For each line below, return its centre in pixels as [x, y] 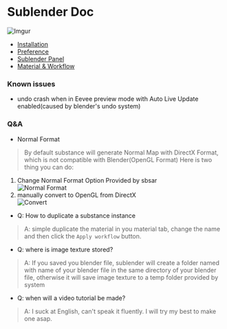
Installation [33, 44]
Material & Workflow [46, 66]
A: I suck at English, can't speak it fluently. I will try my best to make [120, 311]
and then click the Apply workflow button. [83, 236]
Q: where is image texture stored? [65, 249]
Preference [33, 52]
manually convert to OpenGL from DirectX [76, 195]
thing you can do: [49, 167]
